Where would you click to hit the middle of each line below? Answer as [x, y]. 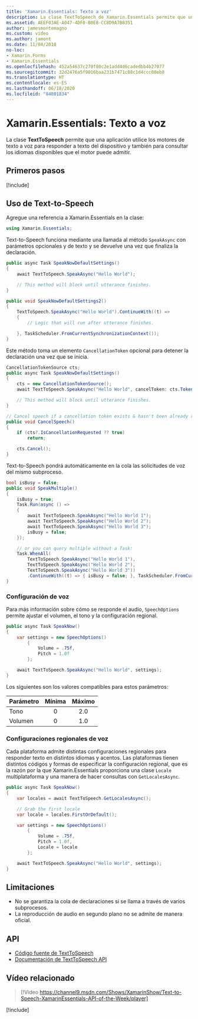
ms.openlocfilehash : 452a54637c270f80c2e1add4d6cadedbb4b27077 [85, 66]
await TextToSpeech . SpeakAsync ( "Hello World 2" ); [89, 521]
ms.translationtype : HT [35, 77]
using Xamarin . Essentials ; [39, 229]
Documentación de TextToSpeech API [61, 959]
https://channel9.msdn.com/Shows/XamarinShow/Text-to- [111, 992]
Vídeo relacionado [40, 978]
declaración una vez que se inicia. [47, 357]
